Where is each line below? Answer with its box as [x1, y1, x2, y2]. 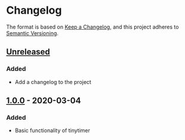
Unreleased [6, 47, 51, 57]
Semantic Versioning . [6, 29, 58, 36]
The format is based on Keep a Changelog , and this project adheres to [6, 23, 179, 30]
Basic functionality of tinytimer [14, 127, 91, 134]
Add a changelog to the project [14, 78, 91, 85]
